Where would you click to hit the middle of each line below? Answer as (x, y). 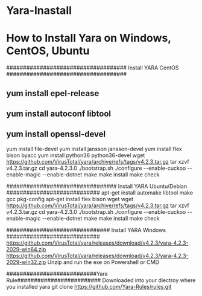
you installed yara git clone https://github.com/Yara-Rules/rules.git (89, 286)
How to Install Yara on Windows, (89, 38)
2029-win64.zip (26, 249)
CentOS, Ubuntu (48, 51)
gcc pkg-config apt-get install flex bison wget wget (70, 199)
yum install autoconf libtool (59, 113)
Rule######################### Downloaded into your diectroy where (101, 280)
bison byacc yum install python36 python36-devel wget (76, 155)
